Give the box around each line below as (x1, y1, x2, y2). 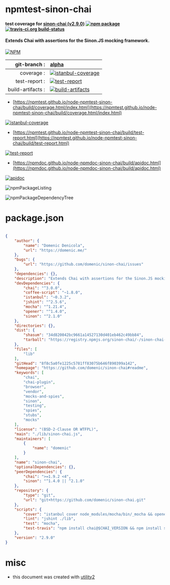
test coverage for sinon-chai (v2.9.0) (5, 20, 85, 26)
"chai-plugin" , (23, 380, 56, 385)
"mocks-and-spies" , (23, 394, 65, 399)
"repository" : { (14, 488, 49, 493)
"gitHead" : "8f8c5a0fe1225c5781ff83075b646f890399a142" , (14, 361, 137, 366)
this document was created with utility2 (12, 574, 95, 580)
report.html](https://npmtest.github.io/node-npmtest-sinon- (12, 134, 138, 140)
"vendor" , (23, 389, 44, 394)
